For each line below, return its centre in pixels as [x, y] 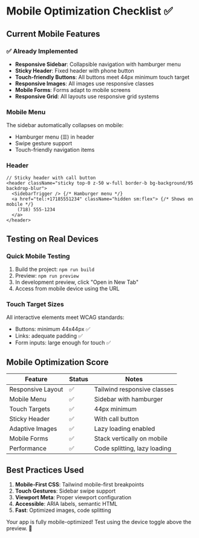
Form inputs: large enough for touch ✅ [63, 343]
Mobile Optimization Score [57, 362]
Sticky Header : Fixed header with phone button [74, 70]
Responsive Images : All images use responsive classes [84, 84]
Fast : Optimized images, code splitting [63, 510]
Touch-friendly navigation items [55, 150]
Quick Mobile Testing [38, 256]
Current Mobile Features [53, 34]
